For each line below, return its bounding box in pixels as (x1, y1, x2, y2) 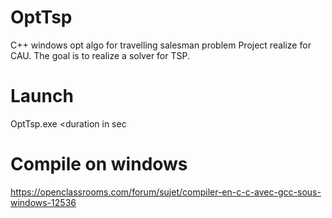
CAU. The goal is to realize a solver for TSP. (10, 49, 190, 61)
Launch (10, 85, 74, 108)
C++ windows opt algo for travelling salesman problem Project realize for (10, 39, 312, 51)
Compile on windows (10, 153, 188, 176)
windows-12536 (10, 196, 77, 208)
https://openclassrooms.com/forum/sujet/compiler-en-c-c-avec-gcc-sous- (10, 186, 322, 198)
